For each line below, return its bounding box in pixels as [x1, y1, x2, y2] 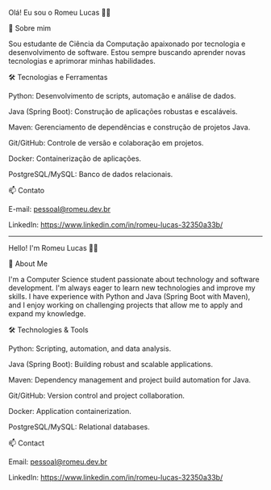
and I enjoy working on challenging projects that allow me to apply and [8, 300, 244, 310]
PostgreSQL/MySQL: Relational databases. [8, 422, 151, 432]
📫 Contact [8, 438, 44, 448]
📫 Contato [8, 186, 45, 195]
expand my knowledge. [8, 309, 86, 319]
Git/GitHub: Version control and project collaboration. [8, 391, 186, 400]
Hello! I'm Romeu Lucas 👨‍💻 [8, 243, 98, 252]
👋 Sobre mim [8, 23, 52, 32]
